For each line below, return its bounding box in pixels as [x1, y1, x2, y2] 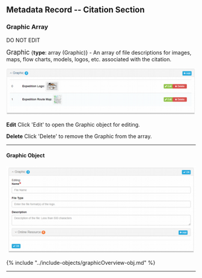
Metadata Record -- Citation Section [6, 5, 145, 15]
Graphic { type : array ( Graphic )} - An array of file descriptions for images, [6, 48, 192, 56]
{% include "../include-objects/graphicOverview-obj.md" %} [6, 259, 156, 267]
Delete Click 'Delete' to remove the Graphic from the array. [6, 132, 152, 140]
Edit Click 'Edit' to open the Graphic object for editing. [6, 121, 140, 128]
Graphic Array [6, 23, 49, 31]
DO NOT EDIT [6, 36, 40, 44]
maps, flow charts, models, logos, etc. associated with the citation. [6, 55, 172, 62]
